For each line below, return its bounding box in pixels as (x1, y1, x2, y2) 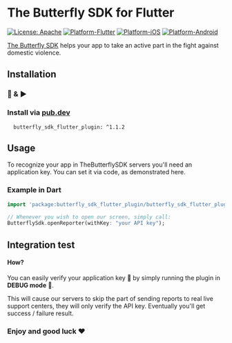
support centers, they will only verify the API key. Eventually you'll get (7, 302, 206, 310)
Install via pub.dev (7, 108, 70, 118)
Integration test (7, 239, 75, 250)
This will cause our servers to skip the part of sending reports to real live (7, 294, 214, 302)
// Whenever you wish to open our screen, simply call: (7, 213, 171, 221)
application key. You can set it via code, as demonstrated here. (7, 168, 186, 176)
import (7, 201, 26, 208)
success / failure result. (7, 309, 74, 317)
